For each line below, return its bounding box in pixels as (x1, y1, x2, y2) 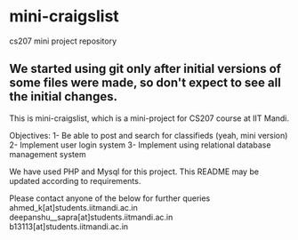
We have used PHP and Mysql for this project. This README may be (9, 166, 260, 177)
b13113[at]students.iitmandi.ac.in (9, 220, 129, 232)
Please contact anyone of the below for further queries (9, 193, 211, 204)
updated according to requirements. (9, 175, 141, 186)
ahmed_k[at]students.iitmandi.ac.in (9, 202, 138, 212)
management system (9, 148, 86, 159)
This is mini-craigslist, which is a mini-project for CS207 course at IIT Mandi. (9, 113, 290, 124)
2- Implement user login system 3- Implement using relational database (9, 140, 271, 150)
